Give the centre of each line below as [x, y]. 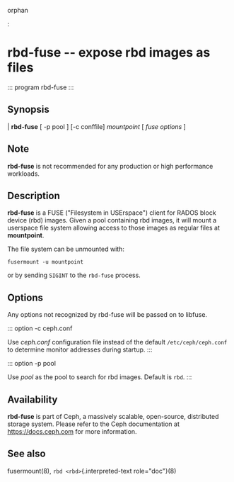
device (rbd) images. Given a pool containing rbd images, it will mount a [112, 220]
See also [27, 454]
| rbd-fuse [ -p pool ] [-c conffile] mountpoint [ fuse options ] [96, 126]
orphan [18, 10]
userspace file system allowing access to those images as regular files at [114, 228]
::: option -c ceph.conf [40, 328]
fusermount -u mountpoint [45, 262]
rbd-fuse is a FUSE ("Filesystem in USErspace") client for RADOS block [112, 213]
